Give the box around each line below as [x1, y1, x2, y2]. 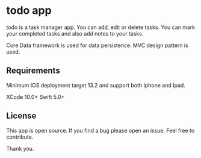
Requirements [6, 66, 60, 76]
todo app [6, 4, 52, 17]
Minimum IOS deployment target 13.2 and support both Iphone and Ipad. [6, 81, 185, 89]
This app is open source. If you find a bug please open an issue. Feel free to [6, 127, 195, 134]
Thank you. [6, 145, 34, 152]
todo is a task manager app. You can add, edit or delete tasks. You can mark [6, 24, 196, 31]
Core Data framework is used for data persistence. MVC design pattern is [6, 42, 188, 49]
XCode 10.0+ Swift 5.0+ [6, 93, 65, 100]
